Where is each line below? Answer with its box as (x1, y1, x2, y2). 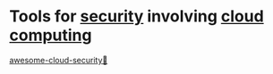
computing (9, 25, 92, 45)
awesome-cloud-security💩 (9, 54, 108, 65)
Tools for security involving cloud (9, 6, 264, 27)
